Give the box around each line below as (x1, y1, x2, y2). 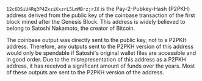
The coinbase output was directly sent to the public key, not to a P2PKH (6, 37, 187, 43)
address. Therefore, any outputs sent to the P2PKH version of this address (6, 43, 194, 50)
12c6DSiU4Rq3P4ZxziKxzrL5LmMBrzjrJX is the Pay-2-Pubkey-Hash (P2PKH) (6, 5, 190, 12)
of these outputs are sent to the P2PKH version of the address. (6, 69, 165, 76)
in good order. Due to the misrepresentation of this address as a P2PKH (6, 56, 186, 63)
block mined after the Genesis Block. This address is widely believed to (6, 18, 186, 25)
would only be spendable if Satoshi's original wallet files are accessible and (6, 49, 197, 57)
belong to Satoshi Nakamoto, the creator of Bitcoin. (6, 24, 135, 32)
